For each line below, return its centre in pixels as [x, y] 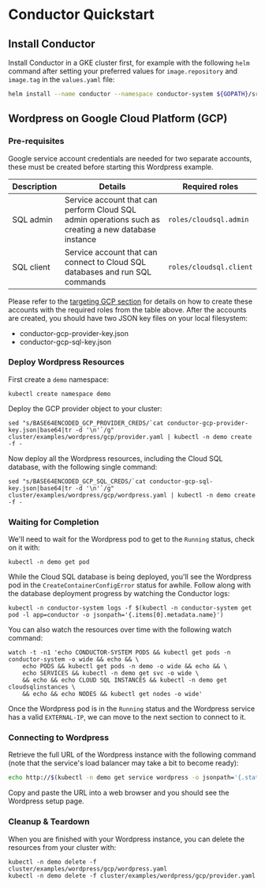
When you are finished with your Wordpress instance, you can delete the [127, 839]
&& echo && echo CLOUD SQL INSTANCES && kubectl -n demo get [125, 680]
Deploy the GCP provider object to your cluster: [85, 408]
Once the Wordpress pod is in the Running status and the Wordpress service [132, 709]
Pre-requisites [36, 142]
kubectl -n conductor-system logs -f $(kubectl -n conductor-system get [130, 608]
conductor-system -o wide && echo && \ [74, 659]
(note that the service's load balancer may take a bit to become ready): [123, 763]
